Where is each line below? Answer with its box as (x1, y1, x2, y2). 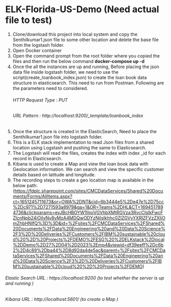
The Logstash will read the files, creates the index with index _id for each (12, 150, 166, 156)
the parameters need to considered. (12, 85, 88, 91)
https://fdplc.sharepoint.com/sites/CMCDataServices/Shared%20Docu (14, 188, 164, 194)
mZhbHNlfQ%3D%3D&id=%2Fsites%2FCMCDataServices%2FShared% (12, 220, 165, 226)
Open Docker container (12, 47, 62, 53)
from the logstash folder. (12, 42, 65, 48)
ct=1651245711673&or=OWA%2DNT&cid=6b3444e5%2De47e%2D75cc (12, 198, 164, 204)
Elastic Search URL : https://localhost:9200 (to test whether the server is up (5, 275, 164, 281)
